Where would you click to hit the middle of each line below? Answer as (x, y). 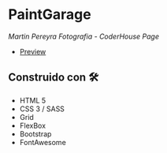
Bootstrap (35, 134)
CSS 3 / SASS (42, 109)
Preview (33, 51)
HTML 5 (33, 100)
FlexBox (32, 125)
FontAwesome (43, 142)
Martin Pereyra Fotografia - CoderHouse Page (84, 36)
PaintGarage (50, 15)
